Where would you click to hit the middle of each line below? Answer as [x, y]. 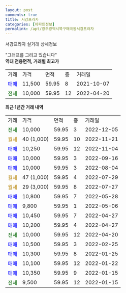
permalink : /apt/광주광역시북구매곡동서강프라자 [50, 29]
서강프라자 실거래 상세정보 [31, 44]
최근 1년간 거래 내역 [24, 107]
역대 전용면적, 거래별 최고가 [32, 61]
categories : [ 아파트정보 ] [30, 24]
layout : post [19, 10]
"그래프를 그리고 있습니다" [31, 55]
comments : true [21, 15]
